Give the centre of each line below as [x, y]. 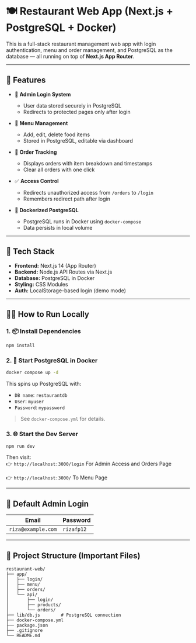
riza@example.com [33, 529]
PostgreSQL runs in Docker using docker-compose [82, 221]
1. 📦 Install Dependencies [44, 331]
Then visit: [19, 457]
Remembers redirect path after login [67, 199]
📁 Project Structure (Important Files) [73, 556]
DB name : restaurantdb [41, 395]
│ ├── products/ [34, 605]
